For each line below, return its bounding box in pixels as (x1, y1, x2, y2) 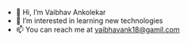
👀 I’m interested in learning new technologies (15, 16, 163, 25)
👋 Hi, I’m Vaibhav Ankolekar (15, 8, 106, 17)
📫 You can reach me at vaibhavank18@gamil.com (15, 25, 180, 34)
